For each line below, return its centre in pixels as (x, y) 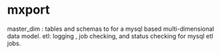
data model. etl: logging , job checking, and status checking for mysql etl (110, 36)
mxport (29, 10)
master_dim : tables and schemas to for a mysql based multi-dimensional (111, 29)
